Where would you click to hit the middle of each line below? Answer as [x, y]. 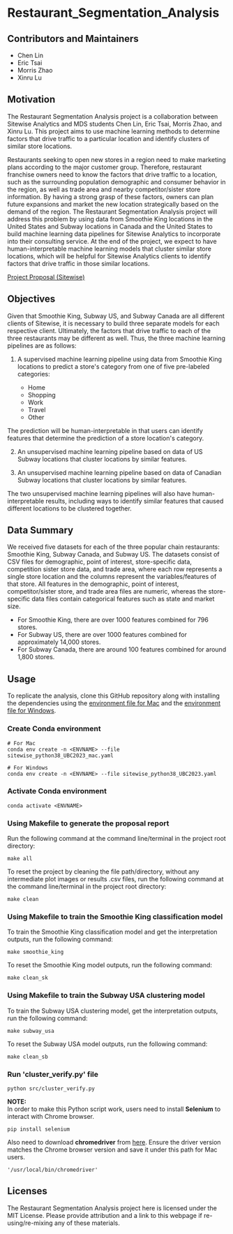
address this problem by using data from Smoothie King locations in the [110, 219]
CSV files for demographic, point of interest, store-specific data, [99, 562]
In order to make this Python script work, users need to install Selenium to [114, 1109]
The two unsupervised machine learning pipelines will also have [99, 493]
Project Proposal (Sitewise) [46, 277]
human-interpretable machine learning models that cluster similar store [109, 249]
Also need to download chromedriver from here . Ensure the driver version [114, 1143]
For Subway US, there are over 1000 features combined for [102, 635]
